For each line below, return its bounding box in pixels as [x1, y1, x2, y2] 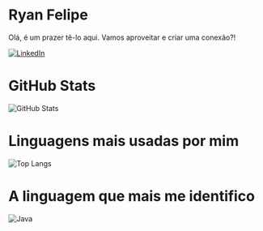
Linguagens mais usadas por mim [8, 132, 240, 151]
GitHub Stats [8, 77, 96, 95]
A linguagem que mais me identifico [8, 187, 255, 205]
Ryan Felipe [8, 6, 89, 24]
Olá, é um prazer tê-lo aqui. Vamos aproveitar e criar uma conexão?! [8, 32, 236, 42]
